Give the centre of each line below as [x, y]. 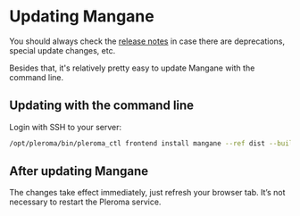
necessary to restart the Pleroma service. [85, 202]
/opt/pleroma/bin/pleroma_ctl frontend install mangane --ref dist [137, 143]
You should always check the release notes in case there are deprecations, [147, 41]
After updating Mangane [79, 171]
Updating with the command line [102, 106]
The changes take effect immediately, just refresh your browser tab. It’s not [147, 193]
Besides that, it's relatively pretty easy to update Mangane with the [132, 68]
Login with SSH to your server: [66, 127]
